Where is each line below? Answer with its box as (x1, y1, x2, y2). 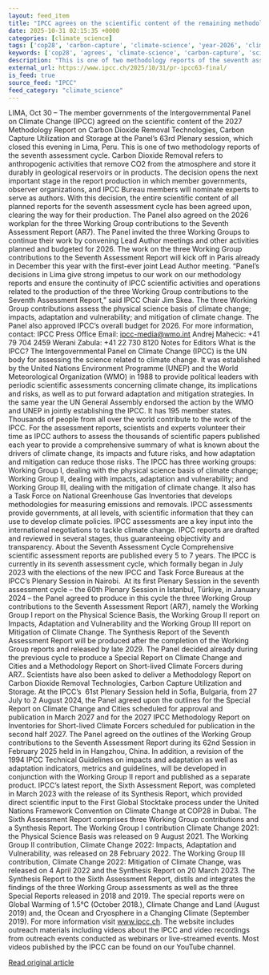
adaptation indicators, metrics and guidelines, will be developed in (8, 763, 227, 773)
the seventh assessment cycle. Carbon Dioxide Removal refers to (8, 151, 223, 160)
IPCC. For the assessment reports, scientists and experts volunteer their (8, 423, 246, 433)
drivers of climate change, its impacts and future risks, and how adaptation (8, 449, 255, 458)
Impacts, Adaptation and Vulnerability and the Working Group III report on (8, 618, 251, 629)
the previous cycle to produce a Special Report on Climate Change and (8, 653, 243, 663)
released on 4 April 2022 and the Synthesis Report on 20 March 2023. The (8, 866, 255, 876)
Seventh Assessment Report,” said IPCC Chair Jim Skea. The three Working (8, 296, 258, 305)
